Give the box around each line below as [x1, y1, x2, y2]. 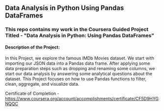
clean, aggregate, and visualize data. [5, 81, 79, 87]
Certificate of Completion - [5, 90, 60, 96]
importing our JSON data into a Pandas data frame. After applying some [5, 60, 150, 66]
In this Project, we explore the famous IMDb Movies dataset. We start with [5, 55, 154, 61]
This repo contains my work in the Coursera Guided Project [5, 26, 149, 33]
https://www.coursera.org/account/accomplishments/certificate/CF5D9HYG [5, 95, 159, 101]
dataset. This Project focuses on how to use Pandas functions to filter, [5, 75, 147, 82]
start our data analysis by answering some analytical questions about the [5, 71, 153, 76]
